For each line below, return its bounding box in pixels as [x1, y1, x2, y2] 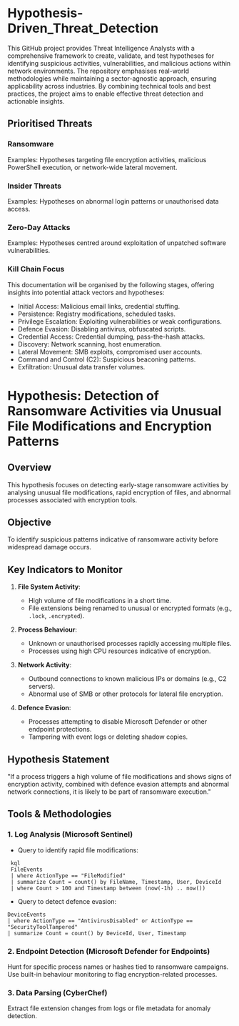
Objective [7, 516, 52, 528]
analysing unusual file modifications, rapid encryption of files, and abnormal [7, 488, 231, 497]
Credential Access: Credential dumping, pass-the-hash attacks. [17, 332, 205, 341]
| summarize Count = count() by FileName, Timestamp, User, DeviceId [10, 878, 222, 885]
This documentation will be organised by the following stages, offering [7, 280, 215, 289]
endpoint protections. [28, 725, 92, 734]
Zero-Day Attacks [7, 222, 71, 232]
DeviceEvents [7, 911, 46, 918]
